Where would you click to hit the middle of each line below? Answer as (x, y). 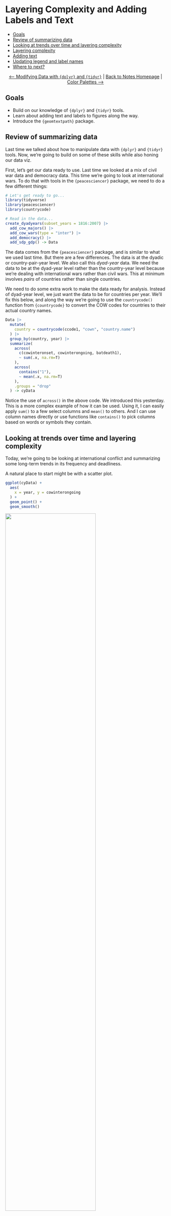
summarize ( (21, 344)
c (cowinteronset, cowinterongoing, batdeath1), (70, 353)
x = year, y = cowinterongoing (48, 492)
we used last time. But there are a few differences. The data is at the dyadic (84, 257)
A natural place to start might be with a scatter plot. (59, 473)
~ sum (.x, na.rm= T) (39, 358)
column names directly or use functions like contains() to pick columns (80, 417)
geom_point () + (26, 502)
